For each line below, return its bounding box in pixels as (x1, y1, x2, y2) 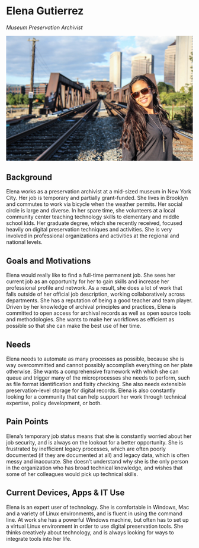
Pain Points (6, 417, 49, 427)
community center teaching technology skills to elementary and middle (6, 213, 179, 221)
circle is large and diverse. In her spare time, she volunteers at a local (6, 207, 176, 214)
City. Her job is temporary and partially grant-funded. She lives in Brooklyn (6, 195, 188, 202)
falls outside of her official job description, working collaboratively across (6, 290, 185, 298)
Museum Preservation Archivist (6, 24, 83, 31)
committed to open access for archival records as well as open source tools (6, 309, 191, 317)
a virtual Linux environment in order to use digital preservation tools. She (6, 522, 184, 530)
